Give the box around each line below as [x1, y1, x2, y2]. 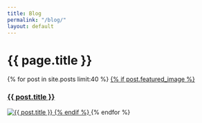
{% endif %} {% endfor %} [54, 108, 131, 116]
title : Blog [7, 10, 42, 17]
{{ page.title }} [7, 52, 93, 68]
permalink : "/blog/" [7, 16, 67, 23]
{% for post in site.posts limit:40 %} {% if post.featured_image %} [7, 75, 196, 83]
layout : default [7, 23, 54, 30]
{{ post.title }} [7, 92, 55, 102]
